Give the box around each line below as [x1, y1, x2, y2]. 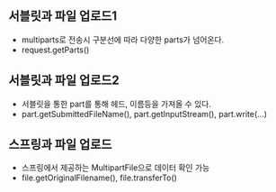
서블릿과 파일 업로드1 [8, 8, 118, 24]
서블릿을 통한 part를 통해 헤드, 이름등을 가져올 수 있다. [21, 98, 212, 109]
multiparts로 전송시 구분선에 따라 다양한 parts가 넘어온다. [21, 34, 225, 45]
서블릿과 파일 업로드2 [8, 73, 120, 88]
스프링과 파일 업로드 [8, 137, 112, 152]
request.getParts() [21, 44, 90, 55]
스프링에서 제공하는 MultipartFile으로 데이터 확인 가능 [21, 162, 210, 173]
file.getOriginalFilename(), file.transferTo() [21, 172, 177, 183]
